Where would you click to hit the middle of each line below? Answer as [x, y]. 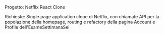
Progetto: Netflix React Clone [35, 7]
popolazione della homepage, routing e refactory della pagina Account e [80, 22]
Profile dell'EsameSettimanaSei [37, 27]
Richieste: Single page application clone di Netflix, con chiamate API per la [82, 17]
